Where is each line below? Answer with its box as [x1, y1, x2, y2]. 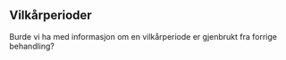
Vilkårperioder [9, 8, 92, 23]
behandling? [9, 41, 55, 51]
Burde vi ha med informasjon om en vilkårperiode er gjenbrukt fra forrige [9, 31, 277, 41]
